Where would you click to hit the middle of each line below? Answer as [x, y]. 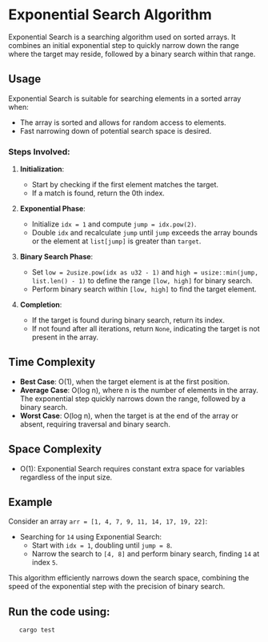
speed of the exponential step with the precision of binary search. [117, 587]
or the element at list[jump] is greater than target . [116, 241]
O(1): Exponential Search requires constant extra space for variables [132, 468]
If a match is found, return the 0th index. [98, 193]
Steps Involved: [39, 151]
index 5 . [45, 563]
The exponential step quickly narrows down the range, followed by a [133, 399]
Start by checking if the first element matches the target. [125, 185]
